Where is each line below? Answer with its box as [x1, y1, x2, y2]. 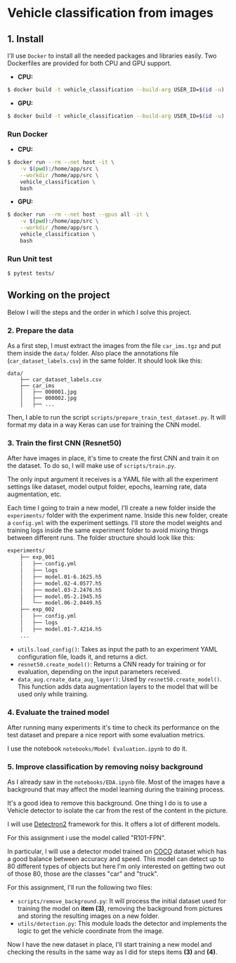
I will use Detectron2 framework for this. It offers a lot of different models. [7, 820, 221, 829]
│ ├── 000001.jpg [20, 389, 77, 396]
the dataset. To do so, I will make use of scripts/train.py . [7, 462, 176, 470]
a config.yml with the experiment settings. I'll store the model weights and [7, 519, 223, 527]
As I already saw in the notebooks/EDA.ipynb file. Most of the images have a [7, 778, 225, 787]
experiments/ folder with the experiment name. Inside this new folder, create [7, 511, 228, 519]
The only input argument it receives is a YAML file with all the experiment [7, 475, 218, 484]
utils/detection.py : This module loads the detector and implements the [17, 919, 227, 928]
